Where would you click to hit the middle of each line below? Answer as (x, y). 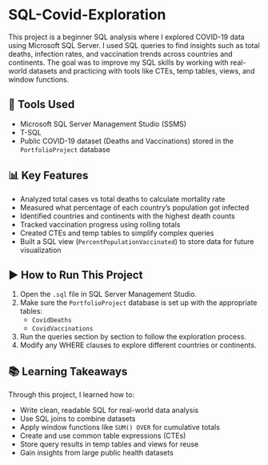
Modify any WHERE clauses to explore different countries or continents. (138, 345)
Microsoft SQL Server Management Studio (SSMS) (103, 124)
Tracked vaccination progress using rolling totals (100, 224)
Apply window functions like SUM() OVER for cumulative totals (120, 427)
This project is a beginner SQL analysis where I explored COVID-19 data (127, 37)
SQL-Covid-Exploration (87, 15)
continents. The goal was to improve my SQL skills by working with (119, 62)
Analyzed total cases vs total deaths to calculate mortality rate (122, 198)
